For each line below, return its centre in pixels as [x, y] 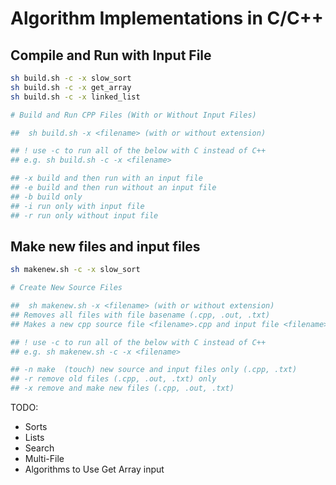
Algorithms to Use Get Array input [94, 469]
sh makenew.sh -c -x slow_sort [75, 270]
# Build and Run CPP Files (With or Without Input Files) [133, 115]
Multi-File [44, 459]
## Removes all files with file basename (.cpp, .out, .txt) [140, 315]
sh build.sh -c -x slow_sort [71, 78]
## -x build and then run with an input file [106, 178]
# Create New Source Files [66, 288]
